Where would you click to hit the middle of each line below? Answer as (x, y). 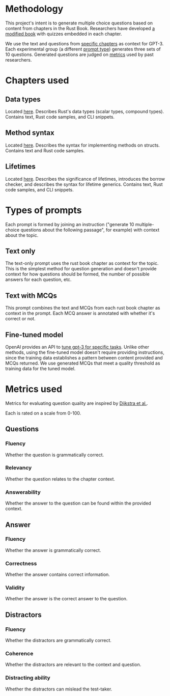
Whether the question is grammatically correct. (55, 455)
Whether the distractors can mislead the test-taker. (59, 689)
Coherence (19, 654)
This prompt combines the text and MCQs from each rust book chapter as (83, 308)
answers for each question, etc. (38, 280)
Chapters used (37, 81)
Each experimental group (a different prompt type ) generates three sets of (83, 49)
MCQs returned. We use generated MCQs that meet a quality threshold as (83, 363)
